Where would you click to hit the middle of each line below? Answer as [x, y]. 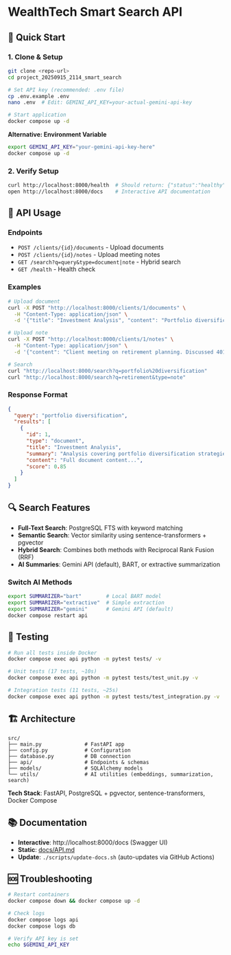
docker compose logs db [42, 926]
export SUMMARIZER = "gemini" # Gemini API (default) [91, 609]
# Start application [37, 115]
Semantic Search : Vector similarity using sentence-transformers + [112, 535]
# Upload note [28, 333]
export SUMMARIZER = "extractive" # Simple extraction [86, 603]
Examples [25, 287]
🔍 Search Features [49, 508]
